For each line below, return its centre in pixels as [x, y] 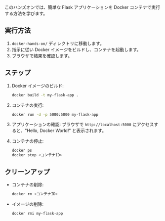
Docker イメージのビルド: [38, 86]
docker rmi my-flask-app [37, 213]
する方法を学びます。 [26, 13]
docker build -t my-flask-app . [45, 95]
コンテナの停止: [28, 141]
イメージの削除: [28, 204]
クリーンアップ [27, 172]
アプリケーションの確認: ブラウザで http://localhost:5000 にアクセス [83, 125]
